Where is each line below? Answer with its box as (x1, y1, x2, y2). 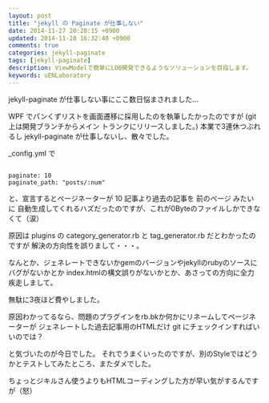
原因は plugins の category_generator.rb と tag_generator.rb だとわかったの (8, 230, 256, 240)
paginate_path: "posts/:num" (8, 178, 106, 187)
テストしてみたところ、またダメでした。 (22, 358, 156, 369)
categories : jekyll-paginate (8, 49, 106, 57)
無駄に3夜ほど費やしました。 (8, 294, 104, 304)
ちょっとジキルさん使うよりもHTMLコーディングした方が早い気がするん (8, 376, 246, 385)
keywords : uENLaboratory (8, 71, 91, 79)
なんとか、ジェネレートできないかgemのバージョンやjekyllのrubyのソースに (8, 257, 258, 267)
